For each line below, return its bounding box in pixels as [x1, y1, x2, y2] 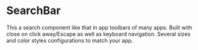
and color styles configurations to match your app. [6, 37, 133, 44]
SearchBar [6, 4, 61, 18]
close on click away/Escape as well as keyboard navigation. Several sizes [6, 30, 191, 37]
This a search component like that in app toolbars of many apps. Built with [6, 24, 193, 31]
